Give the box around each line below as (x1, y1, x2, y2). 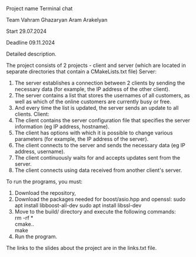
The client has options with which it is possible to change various (14, 129, 173, 136)
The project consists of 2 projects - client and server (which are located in (6, 62, 187, 69)
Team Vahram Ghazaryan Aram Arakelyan (6, 16, 108, 23)
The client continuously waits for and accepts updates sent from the (14, 154, 181, 161)
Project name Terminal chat (6, 5, 73, 12)
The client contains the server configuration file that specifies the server (14, 117, 190, 124)
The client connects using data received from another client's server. (14, 167, 182, 174)
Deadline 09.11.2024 (6, 39, 55, 46)
